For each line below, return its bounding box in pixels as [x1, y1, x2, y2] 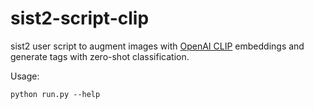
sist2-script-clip [10, 7, 150, 30]
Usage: [10, 70, 40, 82]
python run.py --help [10, 89, 101, 99]
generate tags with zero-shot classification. [10, 50, 190, 62]
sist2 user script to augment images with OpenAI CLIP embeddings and [10, 40, 305, 52]
